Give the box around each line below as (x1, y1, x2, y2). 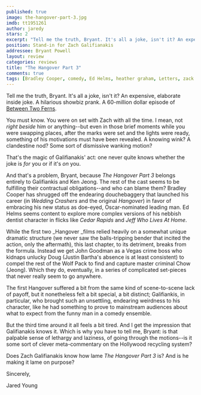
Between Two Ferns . (6, 105, 57, 112)
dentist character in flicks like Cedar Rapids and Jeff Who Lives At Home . (6, 217, 187, 224)
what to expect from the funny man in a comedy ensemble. (6, 310, 152, 317)
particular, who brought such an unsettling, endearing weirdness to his (6, 297, 181, 304)
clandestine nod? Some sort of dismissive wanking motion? (6, 142, 153, 149)
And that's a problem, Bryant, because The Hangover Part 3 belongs (6, 172, 176, 179)
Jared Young (6, 382, 38, 389)
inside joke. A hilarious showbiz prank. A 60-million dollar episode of (6, 98, 175, 106)
